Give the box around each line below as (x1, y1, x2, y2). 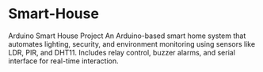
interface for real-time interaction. (8, 56, 119, 66)
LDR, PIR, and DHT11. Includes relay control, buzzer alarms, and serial (8, 47, 236, 57)
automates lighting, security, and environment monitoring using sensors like (8, 39, 256, 48)
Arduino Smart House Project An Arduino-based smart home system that (8, 31, 246, 40)
